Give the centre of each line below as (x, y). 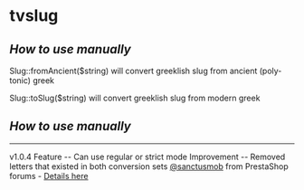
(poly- (271, 71)
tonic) (20, 81)
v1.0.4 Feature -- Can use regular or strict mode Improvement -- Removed (147, 157)
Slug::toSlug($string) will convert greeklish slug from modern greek (135, 98)
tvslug (34, 16)
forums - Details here (49, 176)
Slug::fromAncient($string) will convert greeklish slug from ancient (133, 71)
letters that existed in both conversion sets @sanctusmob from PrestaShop (149, 166)
